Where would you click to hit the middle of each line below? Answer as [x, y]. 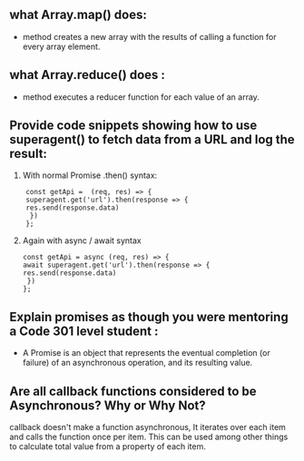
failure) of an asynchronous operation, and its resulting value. [137, 363]
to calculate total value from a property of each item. [108, 446]
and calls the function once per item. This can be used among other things [149, 437]
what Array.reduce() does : [88, 75]
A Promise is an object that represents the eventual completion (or [146, 353]
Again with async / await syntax [82, 240]
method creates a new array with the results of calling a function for [149, 36]
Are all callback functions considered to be [133, 391]
